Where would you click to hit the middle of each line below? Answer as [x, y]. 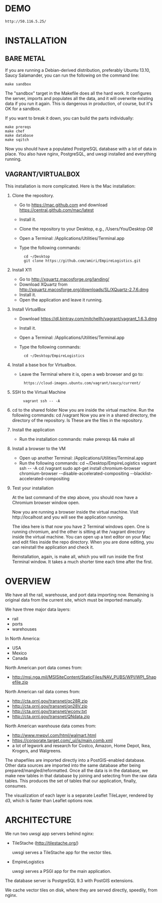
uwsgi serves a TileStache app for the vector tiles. [62, 852]
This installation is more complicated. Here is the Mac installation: [70, 186]
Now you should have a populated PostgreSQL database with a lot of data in [81, 149]
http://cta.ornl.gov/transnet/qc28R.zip [50, 701]
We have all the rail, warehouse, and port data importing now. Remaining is [79, 595]
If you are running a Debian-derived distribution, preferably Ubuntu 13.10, [78, 70]
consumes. [16, 786]
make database [19, 135]
